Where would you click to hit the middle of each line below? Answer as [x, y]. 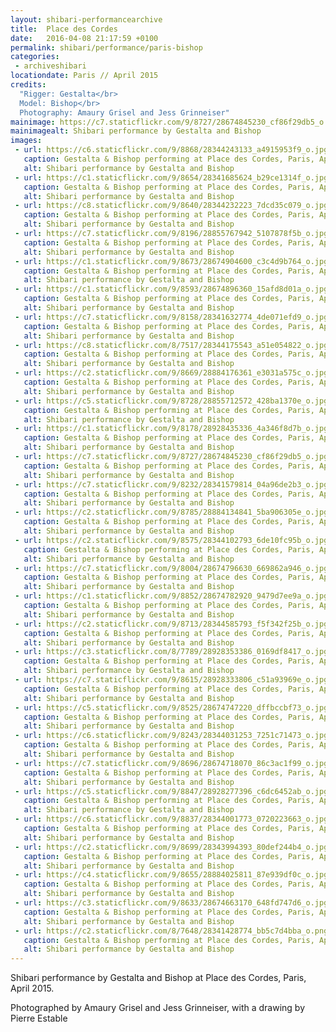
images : [26, 141]
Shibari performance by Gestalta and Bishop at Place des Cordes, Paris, [158, 978]
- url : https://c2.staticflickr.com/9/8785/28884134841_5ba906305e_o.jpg [171, 512]
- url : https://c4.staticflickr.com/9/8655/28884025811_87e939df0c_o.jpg [171, 875]
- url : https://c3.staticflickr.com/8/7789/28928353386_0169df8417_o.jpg [171, 652]
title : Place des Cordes [64, 29]
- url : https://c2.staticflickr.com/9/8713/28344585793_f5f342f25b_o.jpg [171, 624]
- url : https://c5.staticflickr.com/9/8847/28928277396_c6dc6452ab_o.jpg [171, 791]
